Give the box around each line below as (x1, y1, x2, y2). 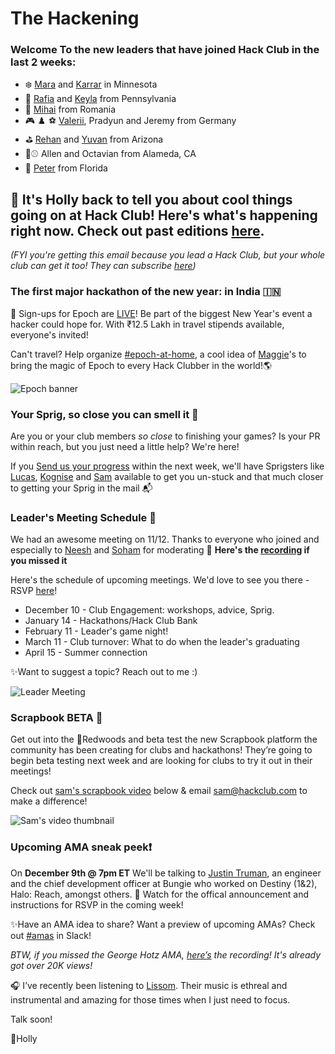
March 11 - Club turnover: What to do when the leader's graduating (24, 636, 300, 648)
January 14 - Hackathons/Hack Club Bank (24, 615, 198, 627)
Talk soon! (10, 1013, 53, 1025)
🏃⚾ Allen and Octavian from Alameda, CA (24, 148, 197, 160)
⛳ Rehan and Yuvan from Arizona (24, 133, 164, 146)
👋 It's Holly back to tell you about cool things (10, 191, 293, 208)
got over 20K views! (10, 959, 93, 971)
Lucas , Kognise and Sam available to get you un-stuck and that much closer (10, 470, 324, 482)
